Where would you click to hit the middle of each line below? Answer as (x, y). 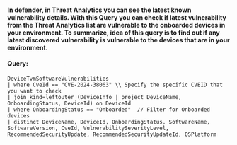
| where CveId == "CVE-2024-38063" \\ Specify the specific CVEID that (115, 85)
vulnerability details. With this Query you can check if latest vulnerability (117, 17)
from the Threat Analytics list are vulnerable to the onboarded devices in (116, 25)
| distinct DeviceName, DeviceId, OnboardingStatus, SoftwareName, (109, 122)
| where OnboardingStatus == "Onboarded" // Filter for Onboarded (109, 110)
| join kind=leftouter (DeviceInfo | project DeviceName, (94, 97)
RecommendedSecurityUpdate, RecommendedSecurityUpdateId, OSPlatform (112, 134)
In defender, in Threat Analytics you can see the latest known (99, 10)
